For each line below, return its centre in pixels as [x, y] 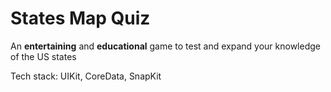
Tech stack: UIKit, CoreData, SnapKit [86, 76]
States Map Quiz [80, 18]
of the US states [43, 56]
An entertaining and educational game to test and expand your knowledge [165, 46]
